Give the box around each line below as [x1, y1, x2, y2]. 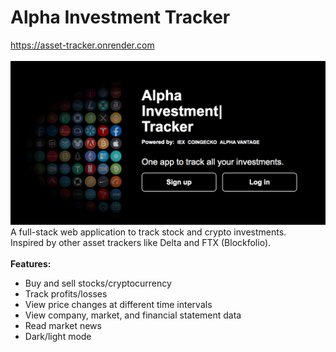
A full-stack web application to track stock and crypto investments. [10, 226, 287, 238]
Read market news [24, 319, 102, 331]
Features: [10, 257, 52, 270]
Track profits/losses [24, 287, 108, 300]
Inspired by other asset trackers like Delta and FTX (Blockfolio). [10, 236, 272, 248]
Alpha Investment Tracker [10, 6, 231, 29]
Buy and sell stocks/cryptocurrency [24, 277, 172, 289]
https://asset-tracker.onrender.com [10, 39, 155, 51]
